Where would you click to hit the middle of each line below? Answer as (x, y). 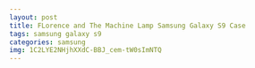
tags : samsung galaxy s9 (55, 34)
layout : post (34, 17)
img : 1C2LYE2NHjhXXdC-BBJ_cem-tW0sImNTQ (86, 50)
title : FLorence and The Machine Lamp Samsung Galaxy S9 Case (127, 26)
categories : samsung (48, 42)
